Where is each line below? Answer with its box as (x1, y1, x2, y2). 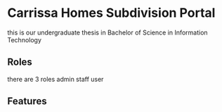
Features (7, 95, 47, 107)
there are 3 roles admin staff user (7, 75, 104, 83)
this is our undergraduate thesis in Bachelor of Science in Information (7, 28, 209, 37)
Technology (7, 35, 42, 44)
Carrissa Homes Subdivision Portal (7, 5, 216, 21)
